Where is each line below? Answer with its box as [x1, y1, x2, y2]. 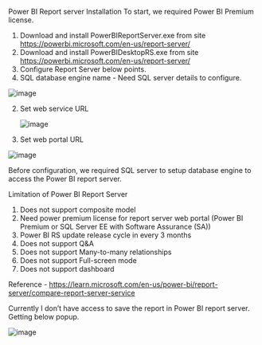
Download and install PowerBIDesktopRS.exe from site [19, 48, 199, 57]
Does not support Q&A [19, 239, 94, 248]
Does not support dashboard [19, 265, 115, 273]
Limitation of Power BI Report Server [8, 190, 128, 198]
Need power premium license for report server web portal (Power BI [19, 214, 244, 222]
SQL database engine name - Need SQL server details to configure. [19, 73, 242, 82]
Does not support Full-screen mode [19, 256, 137, 265]
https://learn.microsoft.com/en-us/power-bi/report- [49, 280, 218, 289]
